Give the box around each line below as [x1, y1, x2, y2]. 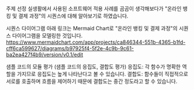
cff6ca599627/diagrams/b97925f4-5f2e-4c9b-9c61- [6, 45, 134, 51]
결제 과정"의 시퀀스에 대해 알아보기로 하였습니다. [18, 12, 129, 19]
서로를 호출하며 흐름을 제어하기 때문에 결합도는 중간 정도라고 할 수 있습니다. [6, 78, 178, 85]
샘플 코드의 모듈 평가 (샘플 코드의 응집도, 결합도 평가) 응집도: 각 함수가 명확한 [6, 63, 181, 70]
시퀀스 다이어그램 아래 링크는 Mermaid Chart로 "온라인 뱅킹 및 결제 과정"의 [6, 25, 178, 32]
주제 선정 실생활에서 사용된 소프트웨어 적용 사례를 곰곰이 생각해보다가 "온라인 [6, 5, 182, 12]
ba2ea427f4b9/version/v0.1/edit [6, 51, 84, 58]
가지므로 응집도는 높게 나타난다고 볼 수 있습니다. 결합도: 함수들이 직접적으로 [16, 71, 189, 77]
